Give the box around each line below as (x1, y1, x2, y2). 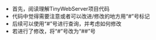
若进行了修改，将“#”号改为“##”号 (12, 27, 96, 35)
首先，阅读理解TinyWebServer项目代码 (12, 5, 110, 12)
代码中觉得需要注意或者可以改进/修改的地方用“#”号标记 (12, 13, 151, 20)
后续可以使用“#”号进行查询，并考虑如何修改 (12, 20, 121, 27)
